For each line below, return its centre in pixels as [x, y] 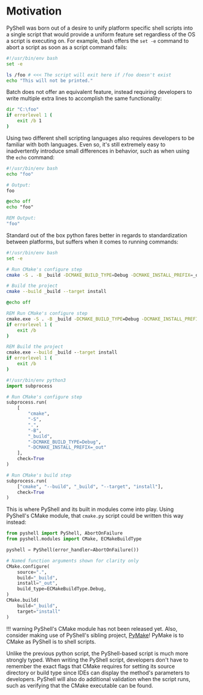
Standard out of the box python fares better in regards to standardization [97, 235]
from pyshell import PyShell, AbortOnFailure [64, 533]
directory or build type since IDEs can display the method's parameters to [98, 673]
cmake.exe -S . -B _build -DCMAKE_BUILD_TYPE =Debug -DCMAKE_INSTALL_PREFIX [104, 319]
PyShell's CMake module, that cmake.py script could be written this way [95, 516]
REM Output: [21, 218]
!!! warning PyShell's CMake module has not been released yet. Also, [92, 628]
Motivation [34, 11]
